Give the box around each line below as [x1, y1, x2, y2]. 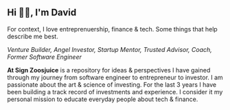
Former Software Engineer [7, 53, 82, 61]
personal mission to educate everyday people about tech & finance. [7, 95, 198, 103]
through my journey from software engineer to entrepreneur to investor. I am [7, 73, 223, 81]
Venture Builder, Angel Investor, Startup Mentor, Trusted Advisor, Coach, [7, 45, 213, 53]
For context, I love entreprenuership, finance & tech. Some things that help [7, 25, 218, 33]
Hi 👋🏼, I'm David [7, 7, 77, 18]
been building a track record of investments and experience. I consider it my [7, 87, 223, 96]
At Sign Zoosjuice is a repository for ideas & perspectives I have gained [7, 66, 211, 74]
